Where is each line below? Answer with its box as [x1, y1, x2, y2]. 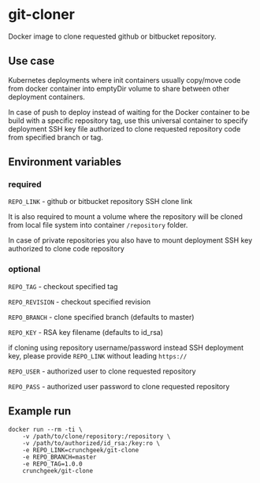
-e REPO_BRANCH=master [22, 453, 97, 461]
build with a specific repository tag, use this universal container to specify [8, 116, 248, 125]
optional [8, 264, 41, 275]
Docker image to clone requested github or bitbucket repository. [8, 32, 217, 41]
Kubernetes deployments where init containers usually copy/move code [8, 75, 241, 84]
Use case [8, 54, 55, 68]
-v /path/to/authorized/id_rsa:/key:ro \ [22, 439, 160, 447]
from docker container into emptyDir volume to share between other [8, 84, 230, 93]
